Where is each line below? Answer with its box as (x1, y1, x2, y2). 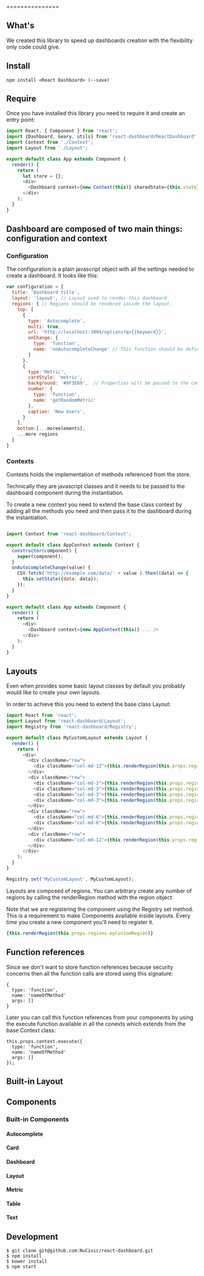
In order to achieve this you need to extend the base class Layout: (6, 700, 171, 708)
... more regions (17, 431, 59, 438)
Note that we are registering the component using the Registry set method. (6, 905, 194, 913)
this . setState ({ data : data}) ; (22, 576, 99, 582)
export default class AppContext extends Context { (6, 542, 140, 548)
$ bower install (6, 1258, 47, 1264)
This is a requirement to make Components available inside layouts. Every (6, 911, 191, 919)
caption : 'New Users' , (28, 408, 86, 415)
